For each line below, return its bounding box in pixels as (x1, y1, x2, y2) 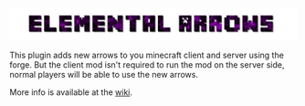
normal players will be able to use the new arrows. (9, 69, 199, 80)
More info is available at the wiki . (9, 87, 132, 98)
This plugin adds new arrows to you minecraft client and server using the (9, 49, 285, 61)
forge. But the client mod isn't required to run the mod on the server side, (9, 59, 285, 70)
